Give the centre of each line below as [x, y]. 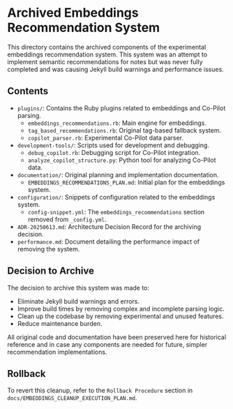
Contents [28, 91]
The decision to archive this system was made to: [78, 288]
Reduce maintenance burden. [60, 323]
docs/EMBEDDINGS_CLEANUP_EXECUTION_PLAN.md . [72, 398]
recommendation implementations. [57, 352]
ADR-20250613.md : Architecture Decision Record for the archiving [109, 226]
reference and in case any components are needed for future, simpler [107, 344]
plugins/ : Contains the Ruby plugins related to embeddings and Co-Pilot [121, 108]
